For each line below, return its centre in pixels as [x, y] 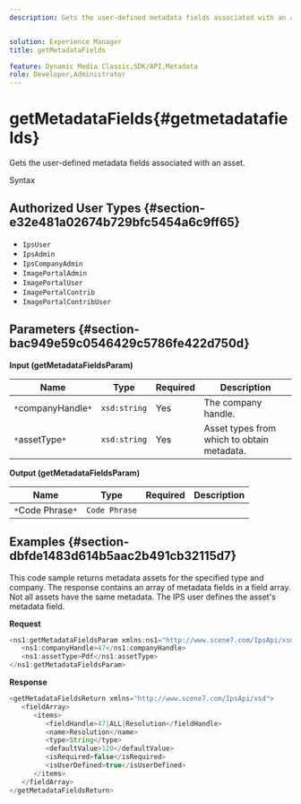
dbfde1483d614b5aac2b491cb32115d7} [123, 556]
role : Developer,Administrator [68, 74]
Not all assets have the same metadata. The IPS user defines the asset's [142, 597]
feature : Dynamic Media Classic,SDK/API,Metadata [104, 66]
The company [233, 402]
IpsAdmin [39, 254]
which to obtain [236, 439]
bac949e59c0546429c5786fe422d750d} [129, 343]
